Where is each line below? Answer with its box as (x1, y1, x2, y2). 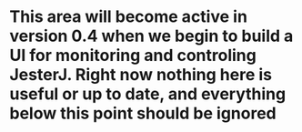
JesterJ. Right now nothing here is (9, 65, 273, 86)
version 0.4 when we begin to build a (9, 25, 294, 46)
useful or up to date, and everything (9, 84, 287, 105)
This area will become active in (9, 6, 248, 27)
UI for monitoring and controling (9, 46, 257, 66)
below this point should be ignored (9, 103, 277, 124)
